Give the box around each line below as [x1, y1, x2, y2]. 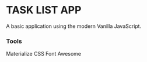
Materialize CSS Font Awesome [6, 50, 82, 57]
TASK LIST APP [6, 3, 82, 17]
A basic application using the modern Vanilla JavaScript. [6, 23, 142, 30]
